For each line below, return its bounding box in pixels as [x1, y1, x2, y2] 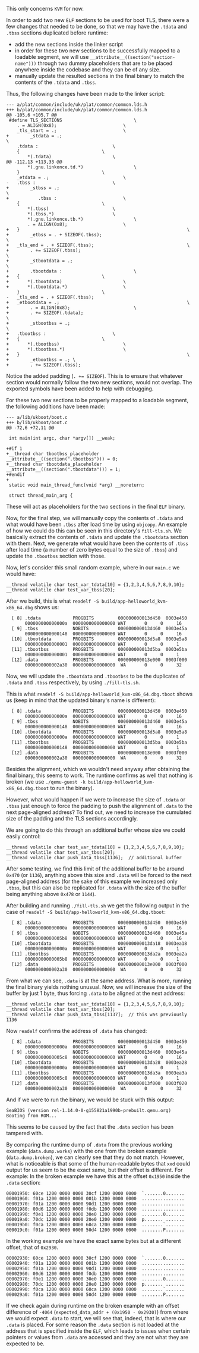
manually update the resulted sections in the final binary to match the [14, 73, 185, 79]
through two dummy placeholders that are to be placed [37, 59, 173, 67]
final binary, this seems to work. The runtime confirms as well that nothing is [6, 772, 193, 779]
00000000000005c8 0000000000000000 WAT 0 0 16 [24, 1054, 182, 1060]
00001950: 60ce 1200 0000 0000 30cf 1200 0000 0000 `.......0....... [6, 1191, 185, 1197]
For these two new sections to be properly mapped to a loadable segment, [6, 397, 189, 403]
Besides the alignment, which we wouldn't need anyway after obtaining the [6, 766, 190, 772]
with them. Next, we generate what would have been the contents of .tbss [6, 540, 189, 547]
